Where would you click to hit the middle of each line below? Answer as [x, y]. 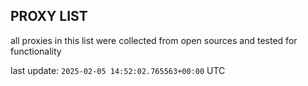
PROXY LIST [49, 16]
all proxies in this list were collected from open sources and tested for [154, 40]
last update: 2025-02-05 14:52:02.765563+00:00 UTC [118, 70]
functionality [36, 51]
